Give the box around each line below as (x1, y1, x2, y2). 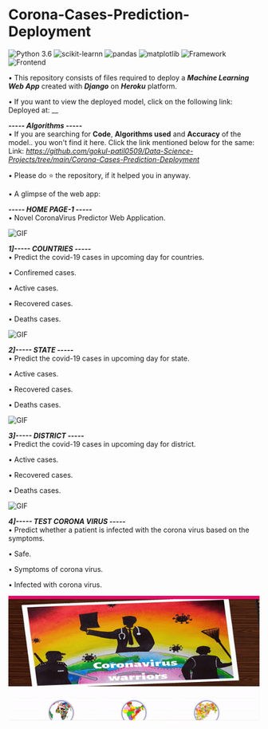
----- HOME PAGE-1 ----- (8, 204, 93, 214)
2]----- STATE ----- (8, 345, 74, 354)
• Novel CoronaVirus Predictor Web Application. (8, 213, 166, 223)
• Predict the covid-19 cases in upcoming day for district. (8, 439, 197, 448)
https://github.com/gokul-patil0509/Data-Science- (26, 146, 194, 156)
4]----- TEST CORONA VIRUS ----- (8, 516, 126, 526)
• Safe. (8, 549, 32, 558)
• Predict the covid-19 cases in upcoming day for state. (8, 353, 190, 363)
